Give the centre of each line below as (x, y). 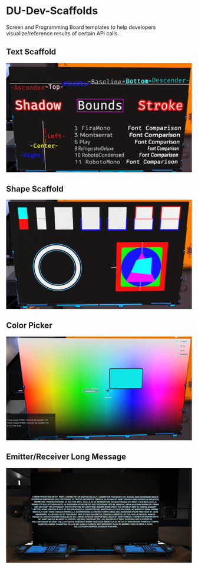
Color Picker (29, 326)
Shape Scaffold (35, 189)
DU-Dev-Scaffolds (52, 11)
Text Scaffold (31, 52)
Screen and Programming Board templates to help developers (81, 27)
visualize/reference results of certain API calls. (63, 33)
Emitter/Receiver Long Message (66, 457)
